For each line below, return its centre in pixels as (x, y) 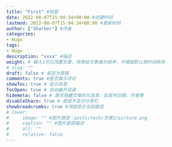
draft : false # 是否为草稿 (37, 73)
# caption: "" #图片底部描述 (45, 124)
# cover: (17, 112)
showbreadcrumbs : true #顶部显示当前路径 (55, 106)
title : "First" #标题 (32, 12)
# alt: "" (24, 129)
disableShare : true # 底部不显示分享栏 (52, 101)
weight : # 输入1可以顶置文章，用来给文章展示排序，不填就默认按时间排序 (86, 62)
